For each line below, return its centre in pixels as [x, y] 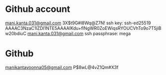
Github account [38, 9]
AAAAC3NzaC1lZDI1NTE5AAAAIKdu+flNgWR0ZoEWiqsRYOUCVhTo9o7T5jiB [83, 28]
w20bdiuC [16, 33]
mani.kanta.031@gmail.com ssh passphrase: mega [79, 33]
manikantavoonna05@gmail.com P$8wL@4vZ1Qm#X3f [62, 67]
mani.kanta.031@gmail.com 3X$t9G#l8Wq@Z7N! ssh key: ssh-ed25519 [78, 23]
